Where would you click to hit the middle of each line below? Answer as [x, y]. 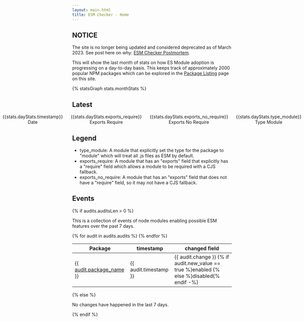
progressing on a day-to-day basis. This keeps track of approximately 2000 [151, 68]
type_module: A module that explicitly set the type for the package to [151, 150]
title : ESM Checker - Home [101, 15]
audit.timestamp [149, 269]
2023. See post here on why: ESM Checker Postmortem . [131, 53]
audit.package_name [100, 269]
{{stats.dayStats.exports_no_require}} [189, 117]
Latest [82, 104]
